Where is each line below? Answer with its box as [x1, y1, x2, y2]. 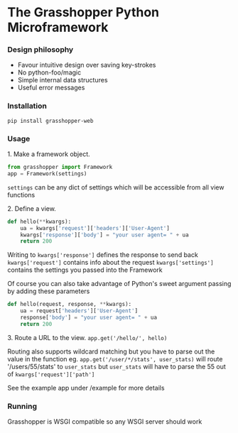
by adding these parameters [7, 287, 90, 295]
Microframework [7, 19, 109, 35]
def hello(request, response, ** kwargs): [7, 301, 132, 308]
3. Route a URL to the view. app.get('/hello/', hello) [7, 333, 168, 341]
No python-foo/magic [17, 68, 82, 77]
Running [7, 401, 38, 411]
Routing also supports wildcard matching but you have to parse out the [7, 347, 215, 356]
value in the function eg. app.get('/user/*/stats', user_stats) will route [7, 354, 223, 363]
